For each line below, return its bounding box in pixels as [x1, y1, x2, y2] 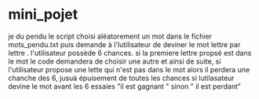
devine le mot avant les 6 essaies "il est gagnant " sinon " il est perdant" [8, 81, 242, 91]
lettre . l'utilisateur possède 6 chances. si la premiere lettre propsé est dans [8, 48, 252, 57]
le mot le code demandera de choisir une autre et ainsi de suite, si [8, 57, 221, 66]
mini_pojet [8, 5, 78, 24]
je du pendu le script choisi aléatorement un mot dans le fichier [8, 31, 213, 41]
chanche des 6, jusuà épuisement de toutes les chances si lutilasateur [8, 73, 235, 82]
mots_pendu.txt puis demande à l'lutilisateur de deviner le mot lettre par [8, 39, 241, 49]
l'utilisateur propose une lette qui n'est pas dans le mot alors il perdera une [8, 64, 250, 74]
